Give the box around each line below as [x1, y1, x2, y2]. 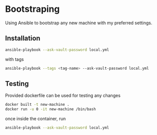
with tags [5, 56, 24, 62]
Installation [5, 34, 40, 43]
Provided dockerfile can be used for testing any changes [5, 92, 121, 98]
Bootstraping [5, 3, 60, 15]
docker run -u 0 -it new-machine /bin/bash [5, 107, 96, 112]
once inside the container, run [5, 116, 66, 122]
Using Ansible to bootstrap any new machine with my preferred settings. [5, 20, 153, 26]
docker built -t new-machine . [5, 102, 70, 107]
